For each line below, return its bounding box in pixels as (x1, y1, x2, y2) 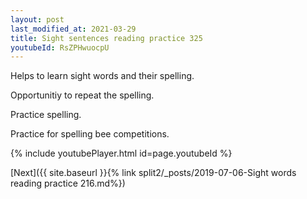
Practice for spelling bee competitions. (10, 128, 170, 140)
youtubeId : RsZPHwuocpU (10, 42, 110, 53)
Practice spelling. (10, 109, 82, 121)
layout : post (10, 14, 65, 25)
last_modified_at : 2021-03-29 (10, 24, 137, 34)
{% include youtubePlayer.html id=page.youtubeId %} (10, 147, 233, 160)
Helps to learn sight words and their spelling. (10, 70, 195, 82)
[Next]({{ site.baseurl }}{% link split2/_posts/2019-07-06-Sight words (10, 167, 297, 179)
